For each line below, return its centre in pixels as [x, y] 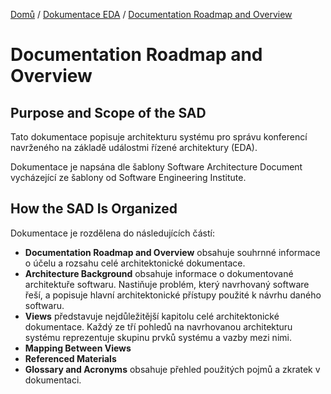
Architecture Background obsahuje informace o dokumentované [159, 273]
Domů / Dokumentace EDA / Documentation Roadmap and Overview [151, 14]
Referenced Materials [70, 358]
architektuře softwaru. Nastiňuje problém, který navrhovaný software [167, 284]
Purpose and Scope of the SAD [108, 112]
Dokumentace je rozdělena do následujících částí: [112, 233]
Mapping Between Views [78, 348]
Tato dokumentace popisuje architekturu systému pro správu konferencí [159, 137]
